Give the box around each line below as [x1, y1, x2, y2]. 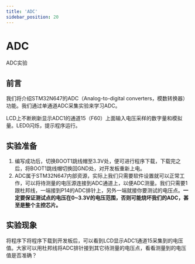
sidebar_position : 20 [6, 14, 59, 20]
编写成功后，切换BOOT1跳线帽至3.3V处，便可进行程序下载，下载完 [14, 158, 176, 165]
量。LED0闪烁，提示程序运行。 [6, 122, 81, 129]
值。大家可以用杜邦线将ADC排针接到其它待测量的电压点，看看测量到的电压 [6, 244, 186, 251]
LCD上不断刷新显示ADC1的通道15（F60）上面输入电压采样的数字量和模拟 [6, 115, 183, 122]
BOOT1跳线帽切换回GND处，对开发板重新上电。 [30, 165, 145, 172]
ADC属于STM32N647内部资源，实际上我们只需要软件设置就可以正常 [14, 172, 180, 180]
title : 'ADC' [6, 8, 38, 15]
